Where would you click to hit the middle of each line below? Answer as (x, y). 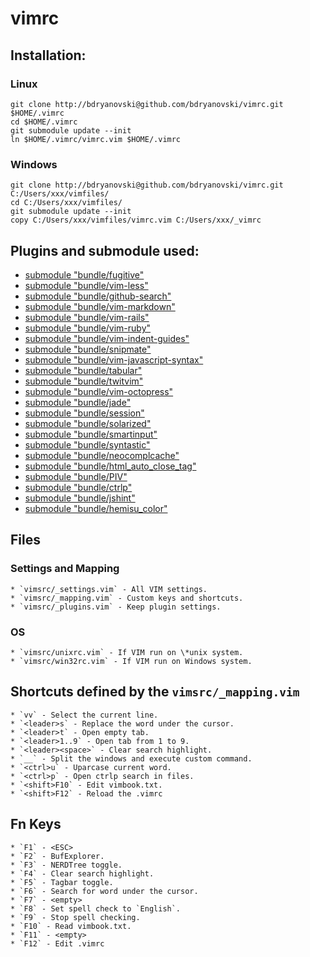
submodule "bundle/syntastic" (87, 444)
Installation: (48, 55)
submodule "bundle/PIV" (76, 476)
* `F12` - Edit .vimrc (57, 943)
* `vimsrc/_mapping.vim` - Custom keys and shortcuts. (127, 598)
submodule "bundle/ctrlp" (78, 487)
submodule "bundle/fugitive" (84, 274)
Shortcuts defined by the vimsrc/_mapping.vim (155, 692)
